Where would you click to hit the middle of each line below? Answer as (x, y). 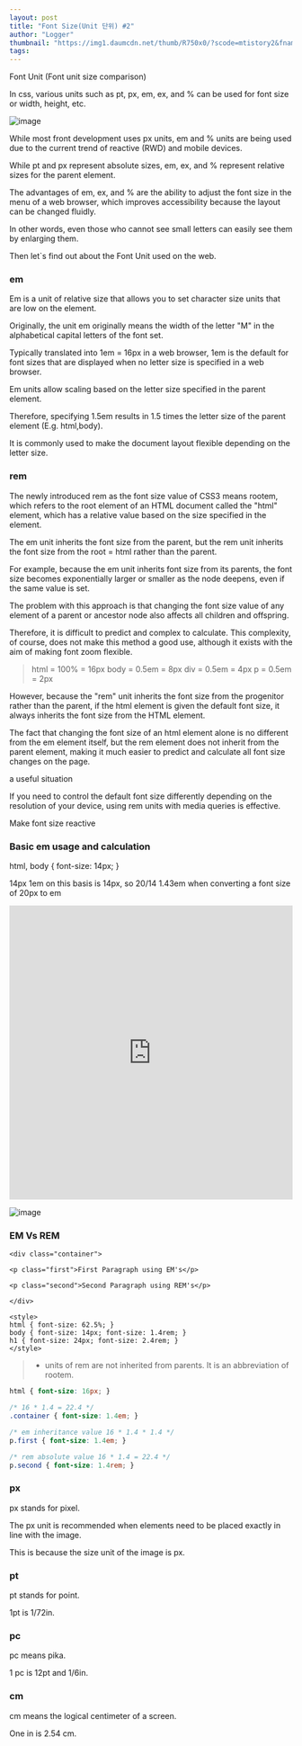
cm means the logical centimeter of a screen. (93, 1715)
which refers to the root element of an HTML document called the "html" (144, 506)
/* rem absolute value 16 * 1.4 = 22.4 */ (90, 1457)
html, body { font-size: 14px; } (64, 866)
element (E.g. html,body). (56, 426)
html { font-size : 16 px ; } (60, 1392)
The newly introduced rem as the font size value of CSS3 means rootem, (144, 496)
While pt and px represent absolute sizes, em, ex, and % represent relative (147, 166)
